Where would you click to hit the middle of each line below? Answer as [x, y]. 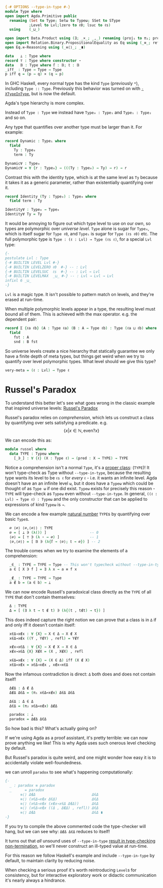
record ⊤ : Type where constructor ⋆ [43, 61]
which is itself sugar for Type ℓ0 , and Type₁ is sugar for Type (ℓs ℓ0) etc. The [81, 234]
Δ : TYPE [18, 606]
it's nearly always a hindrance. [36, 880]
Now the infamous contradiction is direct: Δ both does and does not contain [80, 674]
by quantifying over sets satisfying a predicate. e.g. [56, 423]
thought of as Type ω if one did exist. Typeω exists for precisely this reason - [80, 488]
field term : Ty [26, 201]
